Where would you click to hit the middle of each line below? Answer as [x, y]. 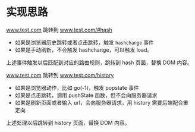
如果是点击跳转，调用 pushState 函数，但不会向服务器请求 [86, 95]
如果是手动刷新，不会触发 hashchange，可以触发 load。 [84, 50]
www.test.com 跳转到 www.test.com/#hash [59, 30]
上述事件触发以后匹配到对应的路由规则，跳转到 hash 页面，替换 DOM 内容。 [100, 62]
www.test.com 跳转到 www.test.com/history [60, 75]
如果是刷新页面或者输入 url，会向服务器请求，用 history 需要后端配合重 [102, 102]
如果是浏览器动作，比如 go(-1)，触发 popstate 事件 [77, 87]
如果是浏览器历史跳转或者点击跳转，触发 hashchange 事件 [84, 42]
